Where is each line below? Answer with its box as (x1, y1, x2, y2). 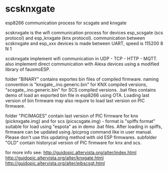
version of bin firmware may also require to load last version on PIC (5, 97, 145, 104)
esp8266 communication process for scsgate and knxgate (5, 20, 127, 26)
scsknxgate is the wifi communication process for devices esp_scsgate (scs (5, 29, 163, 35)
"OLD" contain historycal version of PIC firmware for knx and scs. (5, 140, 142, 146)
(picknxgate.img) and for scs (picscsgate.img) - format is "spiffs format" (5, 118, 155, 124)
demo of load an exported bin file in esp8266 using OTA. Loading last (5, 92, 150, 98)
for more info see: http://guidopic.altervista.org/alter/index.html (5, 149, 137, 155)
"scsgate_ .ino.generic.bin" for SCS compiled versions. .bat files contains (5, 87, 156, 93)
